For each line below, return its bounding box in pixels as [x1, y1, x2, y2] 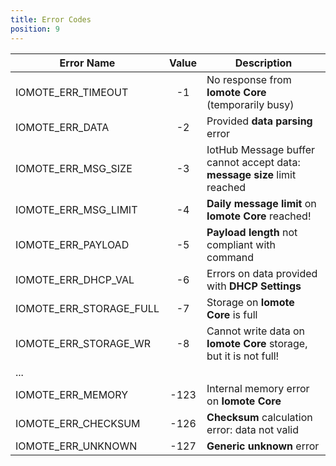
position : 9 [10, 24, 60, 34]
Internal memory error [206, 381, 310, 395]
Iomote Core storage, [206, 336, 308, 350]
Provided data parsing [206, 114, 313, 128]
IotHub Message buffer [206, 142, 316, 156]
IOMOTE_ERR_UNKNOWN [15, 439, 138, 453]
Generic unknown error [206, 439, 320, 453]
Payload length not [206, 225, 298, 239]
